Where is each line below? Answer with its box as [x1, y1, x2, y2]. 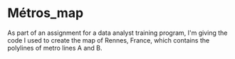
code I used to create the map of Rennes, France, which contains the [7, 36, 210, 44]
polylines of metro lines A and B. [7, 43, 103, 52]
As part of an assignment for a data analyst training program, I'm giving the [7, 28, 228, 37]
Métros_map [7, 5, 84, 21]
